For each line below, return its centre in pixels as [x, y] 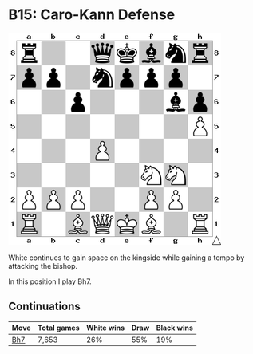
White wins [106, 328]
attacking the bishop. [43, 265]
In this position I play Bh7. [50, 281]
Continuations [45, 307]
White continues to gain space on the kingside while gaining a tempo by [126, 258]
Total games [58, 328]
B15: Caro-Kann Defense [92, 15]
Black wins [175, 328]
